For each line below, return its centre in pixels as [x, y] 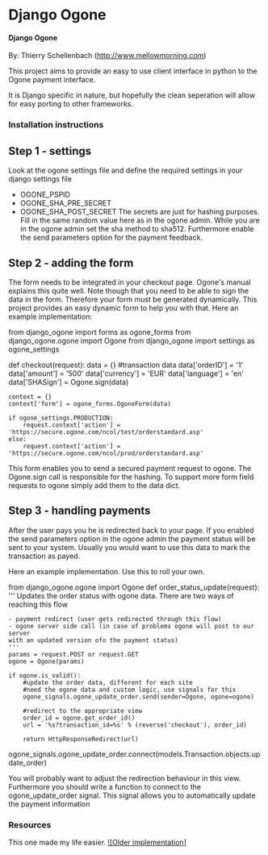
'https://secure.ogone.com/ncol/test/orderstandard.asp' [106, 432]
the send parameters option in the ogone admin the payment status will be [132, 539]
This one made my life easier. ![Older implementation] [98, 842]
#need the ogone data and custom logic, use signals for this [130, 690]
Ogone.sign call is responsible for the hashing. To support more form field [131, 477]
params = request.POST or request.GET [73, 654]
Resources [30, 824]
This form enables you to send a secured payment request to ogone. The [130, 468]
